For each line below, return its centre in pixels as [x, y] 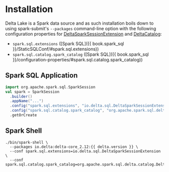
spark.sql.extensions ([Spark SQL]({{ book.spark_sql [68, 43]
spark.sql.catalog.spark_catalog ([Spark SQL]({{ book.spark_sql [81, 54]
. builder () [21, 97]
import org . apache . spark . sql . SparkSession [50, 87]
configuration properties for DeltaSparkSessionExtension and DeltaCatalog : [83, 34]
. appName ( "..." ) [27, 101]
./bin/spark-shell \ [27, 142]
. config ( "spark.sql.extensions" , [45, 106]
